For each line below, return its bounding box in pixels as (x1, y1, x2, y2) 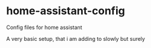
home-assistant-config (6, 4, 125, 18)
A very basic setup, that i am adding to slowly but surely (6, 35, 146, 42)
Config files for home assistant (6, 24, 82, 31)
